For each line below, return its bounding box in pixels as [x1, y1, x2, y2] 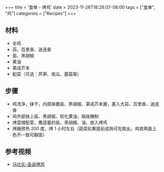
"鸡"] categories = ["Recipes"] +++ [5, 10, 76, 16]
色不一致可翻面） [12, 132, 47, 138]
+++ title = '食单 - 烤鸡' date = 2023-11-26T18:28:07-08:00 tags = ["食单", [5, 4, 155, 10]
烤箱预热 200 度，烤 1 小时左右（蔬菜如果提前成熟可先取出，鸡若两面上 [12, 125, 157, 132]
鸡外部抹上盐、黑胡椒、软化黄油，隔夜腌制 [12, 113, 99, 119]
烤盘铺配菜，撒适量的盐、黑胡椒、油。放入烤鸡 [12, 119, 107, 125]
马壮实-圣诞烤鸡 [12, 162, 45, 168]
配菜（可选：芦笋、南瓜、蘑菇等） [12, 71, 82, 77]
